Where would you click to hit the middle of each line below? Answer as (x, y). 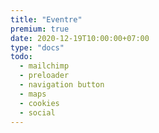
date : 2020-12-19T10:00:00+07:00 (80, 38)
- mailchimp (44, 66)
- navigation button (62, 85)
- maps (33, 94)
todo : (21, 57)
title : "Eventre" (46, 19)
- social (37, 112)
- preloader (44, 76)
